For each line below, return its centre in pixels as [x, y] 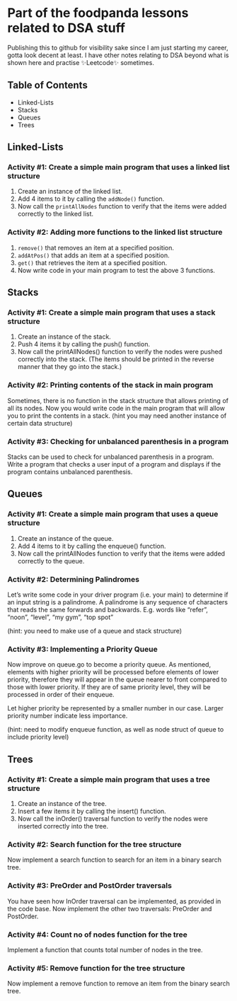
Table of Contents [48, 85]
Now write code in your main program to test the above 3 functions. [116, 270]
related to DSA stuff [67, 28]
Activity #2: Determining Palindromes [74, 579]
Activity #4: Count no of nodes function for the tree [97, 935]
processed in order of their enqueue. [61, 695]
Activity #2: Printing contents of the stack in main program [110, 385]
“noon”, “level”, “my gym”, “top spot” [60, 617]
